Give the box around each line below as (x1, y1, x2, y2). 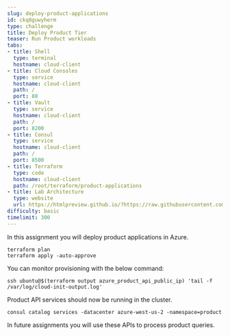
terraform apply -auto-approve (7, 252, 97, 259)
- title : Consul (7, 131, 53, 138)
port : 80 (13, 93, 38, 100)
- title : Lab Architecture (7, 189, 84, 195)
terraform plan (7, 246, 51, 253)
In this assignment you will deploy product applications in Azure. (7, 232, 189, 241)
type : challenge (7, 23, 53, 29)
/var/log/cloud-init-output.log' (7, 283, 103, 290)
